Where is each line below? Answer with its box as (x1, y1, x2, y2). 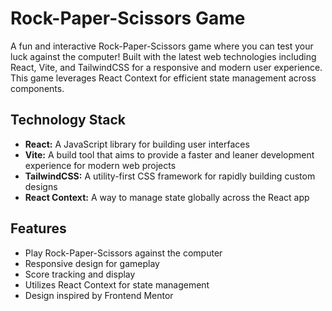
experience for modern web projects (24, 159, 177, 171)
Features (10, 220, 67, 237)
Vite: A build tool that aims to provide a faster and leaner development (24, 148, 315, 161)
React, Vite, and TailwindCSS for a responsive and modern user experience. (10, 61, 323, 73)
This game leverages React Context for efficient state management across (10, 72, 317, 84)
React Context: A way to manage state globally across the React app (24, 191, 310, 203)
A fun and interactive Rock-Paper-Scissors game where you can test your (10, 40, 314, 52)
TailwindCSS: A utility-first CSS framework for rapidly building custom (24, 170, 316, 182)
